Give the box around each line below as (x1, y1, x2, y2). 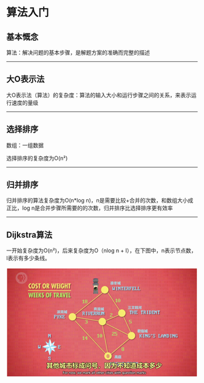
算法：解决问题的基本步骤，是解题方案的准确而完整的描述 (6, 49, 150, 56)
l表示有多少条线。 (6, 255, 50, 262)
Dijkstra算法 (6, 229, 53, 240)
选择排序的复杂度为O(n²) (6, 154, 68, 162)
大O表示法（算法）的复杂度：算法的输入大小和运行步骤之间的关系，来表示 (6, 91, 191, 98)
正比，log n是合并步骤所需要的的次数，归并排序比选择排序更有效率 (6, 204, 173, 212)
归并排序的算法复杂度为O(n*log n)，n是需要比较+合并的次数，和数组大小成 (6, 197, 194, 204)
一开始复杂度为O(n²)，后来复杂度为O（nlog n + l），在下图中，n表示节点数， (6, 247, 197, 254)
